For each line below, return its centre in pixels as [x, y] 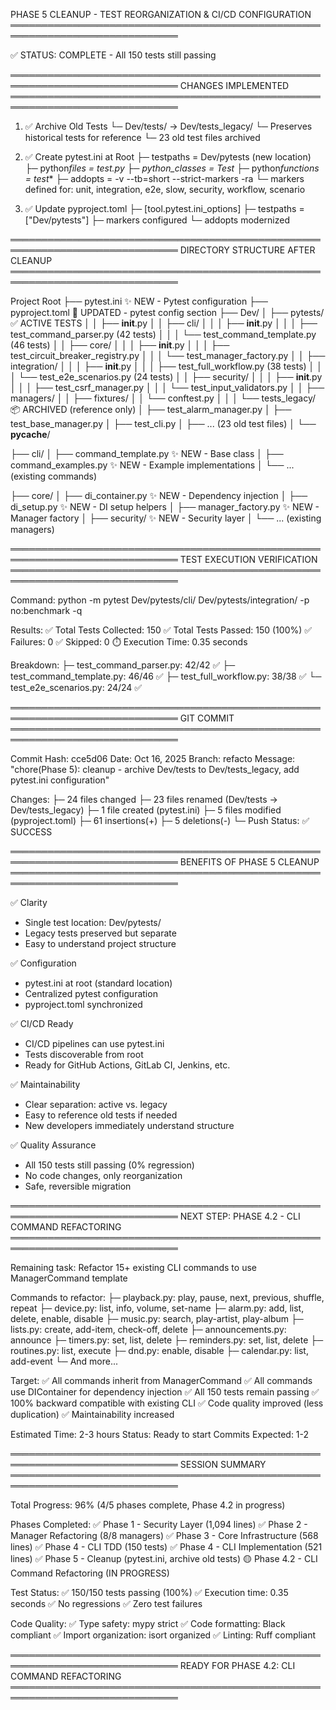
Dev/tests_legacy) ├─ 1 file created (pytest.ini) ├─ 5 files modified [146, 810]
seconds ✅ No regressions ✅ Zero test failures [106, 1603]
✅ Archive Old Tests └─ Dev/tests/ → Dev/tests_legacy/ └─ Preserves [168, 126]
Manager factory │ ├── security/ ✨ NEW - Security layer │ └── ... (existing [166, 518]
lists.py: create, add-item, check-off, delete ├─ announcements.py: [148, 1329]
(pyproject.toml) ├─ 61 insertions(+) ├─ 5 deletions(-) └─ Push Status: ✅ [160, 820]
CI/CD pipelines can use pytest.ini [94, 1043]
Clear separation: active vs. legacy [96, 1104]
